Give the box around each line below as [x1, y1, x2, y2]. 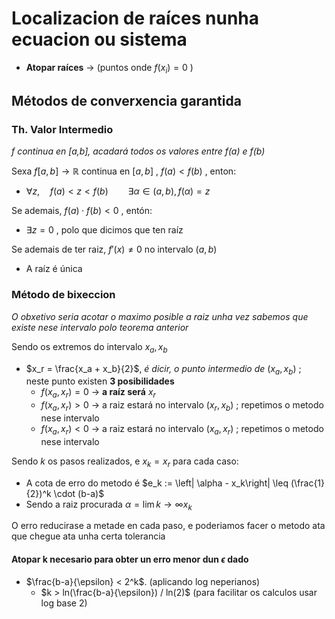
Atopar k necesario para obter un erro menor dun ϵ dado [11, 553, 249, 565]
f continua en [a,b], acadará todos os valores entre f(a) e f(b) [11, 145, 266, 157]
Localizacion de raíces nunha [11, 7, 260, 30]
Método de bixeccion [11, 288, 116, 302]
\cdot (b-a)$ [53, 487, 105, 499]
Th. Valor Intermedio [11, 123, 114, 137]
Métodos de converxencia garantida [11, 93, 242, 110]
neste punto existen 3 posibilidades [25, 375, 175, 387]
